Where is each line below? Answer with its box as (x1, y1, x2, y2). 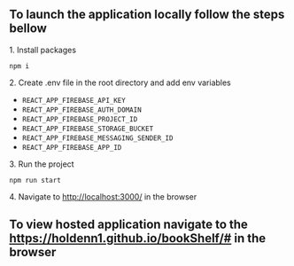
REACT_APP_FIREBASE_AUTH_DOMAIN (21, 106, 142, 114)
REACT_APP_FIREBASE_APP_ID (21, 143, 122, 152)
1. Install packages (9, 44, 77, 55)
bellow (9, 21, 47, 36)
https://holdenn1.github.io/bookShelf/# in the (9, 231, 267, 246)
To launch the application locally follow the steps (9, 7, 285, 22)
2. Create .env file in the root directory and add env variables (9, 77, 232, 88)
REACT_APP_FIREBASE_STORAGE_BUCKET (21, 124, 154, 133)
